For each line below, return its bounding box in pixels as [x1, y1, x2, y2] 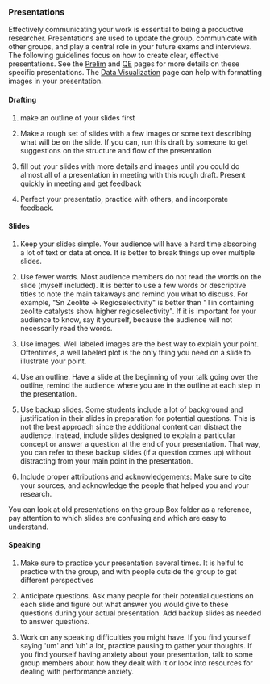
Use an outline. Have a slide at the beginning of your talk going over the [19, 371, 259, 381]
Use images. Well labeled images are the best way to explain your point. [19, 338, 260, 349]
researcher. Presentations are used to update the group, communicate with [8, 33, 258, 43]
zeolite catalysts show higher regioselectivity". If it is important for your [19, 306, 257, 316]
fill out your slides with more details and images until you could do [19, 161, 240, 171]
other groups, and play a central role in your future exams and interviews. [8, 42, 252, 52]
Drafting [8, 94, 37, 104]
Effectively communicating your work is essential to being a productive [8, 25, 244, 35]
